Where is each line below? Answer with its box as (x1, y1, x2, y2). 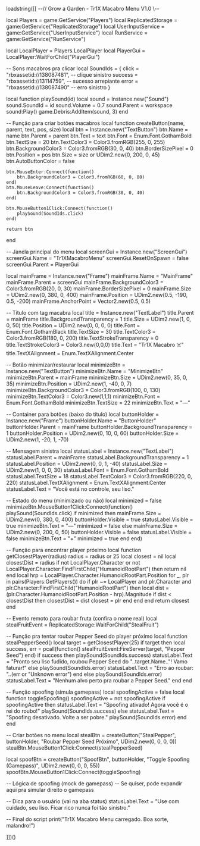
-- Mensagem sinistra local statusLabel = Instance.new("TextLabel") (6, 447, 174, 455)
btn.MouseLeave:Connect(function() (6, 184, 95, 190)
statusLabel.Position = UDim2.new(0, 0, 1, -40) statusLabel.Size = (6, 460, 168, 467)
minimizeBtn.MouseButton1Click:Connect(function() (6, 503, 133, 510)
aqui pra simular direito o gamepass (6, 787, 94, 793)
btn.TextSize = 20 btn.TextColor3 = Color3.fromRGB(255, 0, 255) (6, 139, 165, 145)
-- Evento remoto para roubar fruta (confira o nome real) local (6, 615, 158, 622)
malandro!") (6, 822, 36, 829)
